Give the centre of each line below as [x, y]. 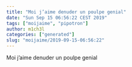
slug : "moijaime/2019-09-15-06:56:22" [55, 40]
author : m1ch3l [26, 29]
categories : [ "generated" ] [40, 35]
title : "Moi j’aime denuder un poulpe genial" [66, 12]
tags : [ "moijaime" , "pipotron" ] [47, 23]
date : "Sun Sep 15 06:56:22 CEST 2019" [57, 18]
